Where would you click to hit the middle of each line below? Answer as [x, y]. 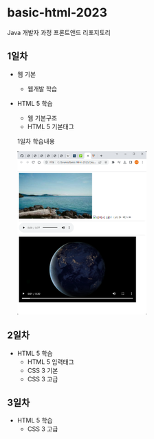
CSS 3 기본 [43, 370]
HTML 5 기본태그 [51, 126]
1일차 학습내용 [36, 141]
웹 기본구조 [42, 117]
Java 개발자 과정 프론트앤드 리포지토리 [59, 32]
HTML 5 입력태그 [51, 361]
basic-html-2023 [57, 13]
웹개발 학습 [42, 89]
